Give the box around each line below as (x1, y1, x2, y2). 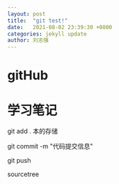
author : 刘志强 (7, 37, 49, 44)
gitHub (7, 67, 48, 84)
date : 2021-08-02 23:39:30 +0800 (7, 23, 113, 31)
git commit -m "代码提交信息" (7, 142, 93, 151)
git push (7, 156, 32, 165)
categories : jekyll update (7, 30, 87, 38)
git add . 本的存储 (7, 127, 58, 136)
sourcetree (7, 170, 40, 178)
